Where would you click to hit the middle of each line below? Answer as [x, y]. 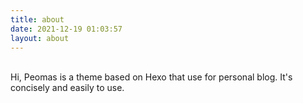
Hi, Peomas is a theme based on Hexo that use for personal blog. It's [151, 77]
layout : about [40, 38]
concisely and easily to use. [67, 88]
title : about [37, 19]
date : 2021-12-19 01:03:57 [66, 29]
